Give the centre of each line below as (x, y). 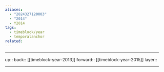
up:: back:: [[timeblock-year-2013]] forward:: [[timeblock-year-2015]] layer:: (81, 59)
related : (14, 41)
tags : (10, 28)
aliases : (14, 9)
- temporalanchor (27, 37)
